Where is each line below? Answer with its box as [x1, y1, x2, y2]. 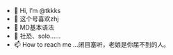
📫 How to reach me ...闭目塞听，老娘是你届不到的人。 [13, 41, 170, 48]
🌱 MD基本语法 [13, 23, 54, 31]
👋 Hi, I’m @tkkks [13, 7, 61, 14]
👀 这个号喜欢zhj [13, 14, 59, 23]
